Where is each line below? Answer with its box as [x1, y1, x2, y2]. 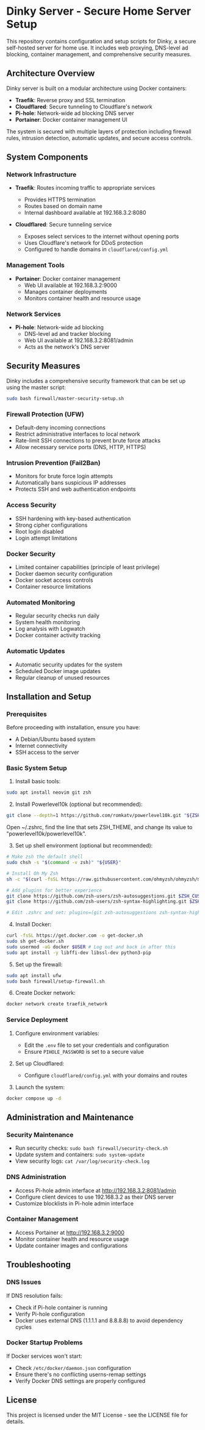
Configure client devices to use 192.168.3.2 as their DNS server [15, 1193, 174, 1201]
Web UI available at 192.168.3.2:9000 [24, 281, 118, 289]
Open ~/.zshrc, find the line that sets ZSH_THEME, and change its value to [6, 824, 193, 831]
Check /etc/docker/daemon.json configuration [15, 1364, 131, 1371]
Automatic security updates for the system [15, 661, 123, 668]
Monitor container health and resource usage [15, 1235, 129, 1243]
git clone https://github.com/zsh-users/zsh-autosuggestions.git [6, 893, 176, 899]
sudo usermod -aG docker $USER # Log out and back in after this [6, 944, 176, 950]
